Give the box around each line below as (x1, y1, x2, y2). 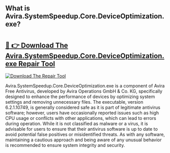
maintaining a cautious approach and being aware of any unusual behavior (5, 137, 162, 143)
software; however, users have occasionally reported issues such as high (5, 110, 159, 116)
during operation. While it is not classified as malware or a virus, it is (5, 120, 149, 127)
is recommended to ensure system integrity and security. (5, 142, 125, 148)
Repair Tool (18, 59, 55, 68)
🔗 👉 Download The (5, 41, 68, 50)
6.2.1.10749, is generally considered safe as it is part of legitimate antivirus (5, 104, 160, 110)
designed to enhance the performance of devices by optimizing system (5, 94, 155, 100)
